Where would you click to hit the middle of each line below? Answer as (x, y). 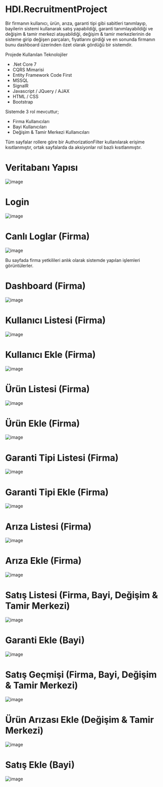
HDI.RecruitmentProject (56, 9)
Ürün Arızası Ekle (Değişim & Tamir (79, 720)
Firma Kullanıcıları (31, 121)
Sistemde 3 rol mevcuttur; (32, 112)
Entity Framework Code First (42, 75)
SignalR (20, 86)
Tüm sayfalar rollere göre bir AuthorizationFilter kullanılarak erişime (75, 142)
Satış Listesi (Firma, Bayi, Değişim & (82, 595)
